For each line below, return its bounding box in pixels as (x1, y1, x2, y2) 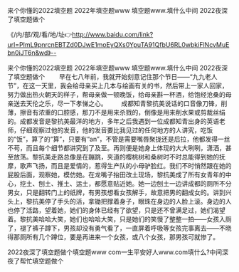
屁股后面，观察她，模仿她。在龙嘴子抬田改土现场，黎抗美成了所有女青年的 (7, 170, 225, 179)
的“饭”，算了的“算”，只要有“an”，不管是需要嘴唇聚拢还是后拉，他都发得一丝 (7, 135, 230, 143)
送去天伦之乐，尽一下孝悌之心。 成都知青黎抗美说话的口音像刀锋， (13, 99, 221, 108)
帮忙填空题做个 (19, 257, 64, 265)
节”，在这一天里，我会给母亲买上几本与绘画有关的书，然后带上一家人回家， (7, 81, 229, 90)
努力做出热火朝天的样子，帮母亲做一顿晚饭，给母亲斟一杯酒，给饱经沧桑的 (7, 90, 225, 98)
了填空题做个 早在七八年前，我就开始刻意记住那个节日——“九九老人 (7, 73, 218, 80)
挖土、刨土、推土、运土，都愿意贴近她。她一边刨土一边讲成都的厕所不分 (19, 179, 232, 187)
